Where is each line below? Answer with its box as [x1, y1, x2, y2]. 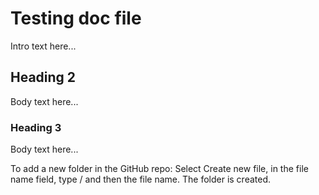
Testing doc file [10, 7, 142, 30]
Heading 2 [10, 69, 77, 86]
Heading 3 [10, 120, 62, 134]
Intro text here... [10, 40, 77, 52]
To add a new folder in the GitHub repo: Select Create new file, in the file [10, 163, 309, 175]
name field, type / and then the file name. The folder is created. [10, 173, 272, 186]
